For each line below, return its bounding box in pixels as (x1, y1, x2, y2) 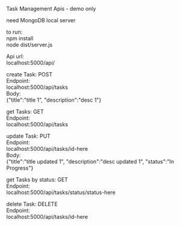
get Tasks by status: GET (6, 176, 68, 183)
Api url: (6, 53, 24, 60)
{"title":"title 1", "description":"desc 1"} (6, 96, 102, 103)
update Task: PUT (6, 132, 51, 139)
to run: (6, 28, 23, 35)
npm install (6, 35, 34, 41)
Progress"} (6, 165, 34, 171)
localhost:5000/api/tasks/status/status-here (6, 189, 116, 196)
